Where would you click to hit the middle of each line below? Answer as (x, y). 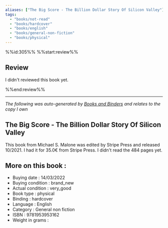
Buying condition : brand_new (43, 183)
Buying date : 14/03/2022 (38, 177)
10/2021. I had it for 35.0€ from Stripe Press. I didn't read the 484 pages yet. (84, 150)
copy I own (17, 109)
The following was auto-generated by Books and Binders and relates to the (83, 103)
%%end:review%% (25, 89)
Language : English (32, 204)
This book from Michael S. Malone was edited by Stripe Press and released (82, 144)
